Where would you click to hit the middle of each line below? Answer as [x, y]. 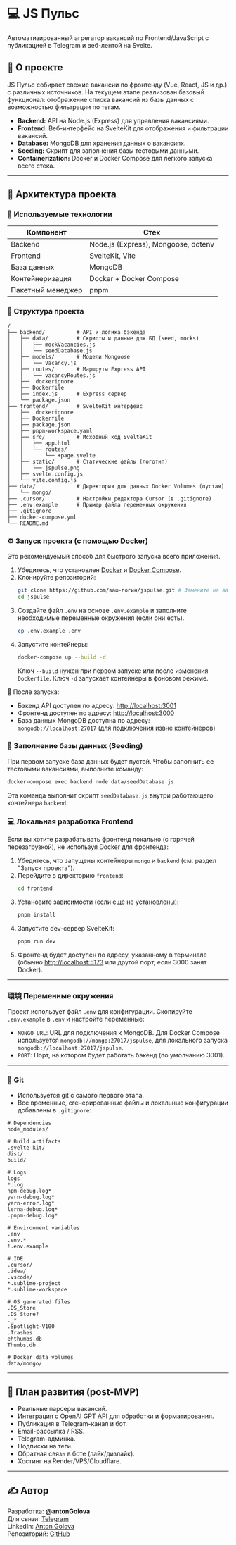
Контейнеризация [41, 279]
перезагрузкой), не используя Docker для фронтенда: [88, 847]
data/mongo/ [25, 1364]
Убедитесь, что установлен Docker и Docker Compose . [99, 570]
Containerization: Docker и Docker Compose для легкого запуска [115, 158]
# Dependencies [29, 1123]
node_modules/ [28, 1129]
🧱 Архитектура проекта [62, 194]
